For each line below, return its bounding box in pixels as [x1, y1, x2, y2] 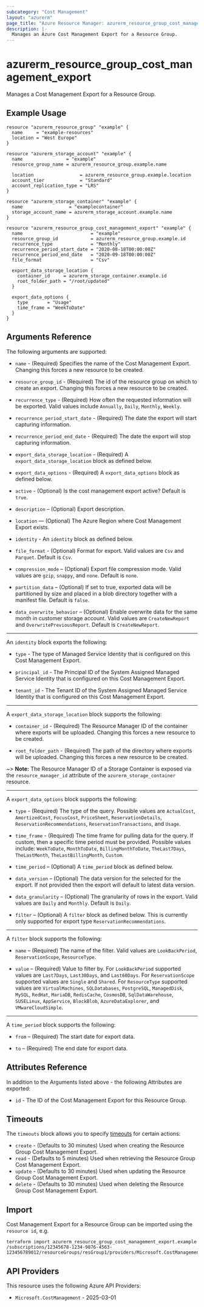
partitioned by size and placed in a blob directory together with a [15, 590, 177, 597]
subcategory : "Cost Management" [6, 8, 88, 15]
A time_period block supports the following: [6, 1021, 116, 1028]
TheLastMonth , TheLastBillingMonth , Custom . [15, 851, 124, 859]
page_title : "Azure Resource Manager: [6, 20, 104, 26]
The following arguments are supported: [6, 348, 107, 355]
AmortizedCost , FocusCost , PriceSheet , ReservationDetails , [15, 814, 162, 821]
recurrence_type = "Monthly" [12, 241, 121, 247]
